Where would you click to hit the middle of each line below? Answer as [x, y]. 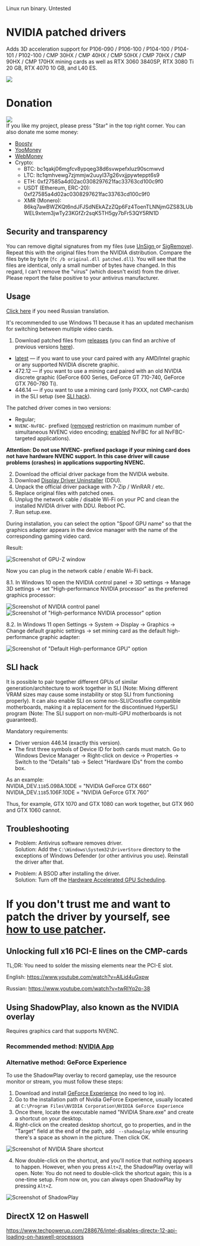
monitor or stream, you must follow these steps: [65, 1082]
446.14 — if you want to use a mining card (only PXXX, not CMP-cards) [102, 390]
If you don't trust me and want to [88, 904]
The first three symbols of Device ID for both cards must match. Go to [100, 749]
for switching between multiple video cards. [60, 329]
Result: [15, 547]
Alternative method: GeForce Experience [66, 1062]
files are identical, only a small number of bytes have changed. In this [91, 265]
